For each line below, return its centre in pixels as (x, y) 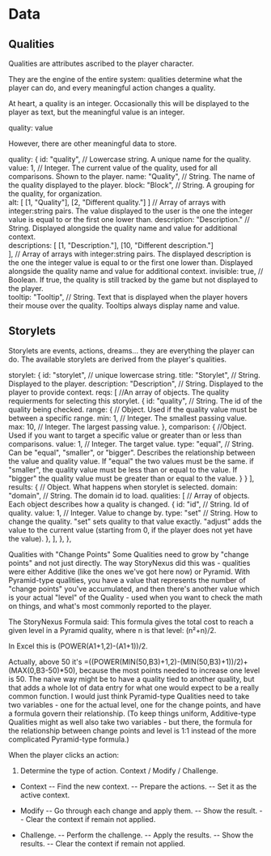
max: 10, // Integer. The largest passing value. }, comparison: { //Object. (127, 426)
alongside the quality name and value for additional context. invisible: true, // (136, 271)
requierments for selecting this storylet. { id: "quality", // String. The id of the (135, 400)
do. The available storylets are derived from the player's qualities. (118, 359)
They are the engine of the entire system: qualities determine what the (125, 79)
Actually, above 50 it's (45, 661)
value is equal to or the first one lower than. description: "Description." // (129, 219)
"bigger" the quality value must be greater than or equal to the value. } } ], (131, 478)
